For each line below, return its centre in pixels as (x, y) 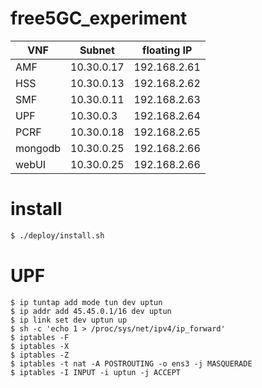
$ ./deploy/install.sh (57, 235)
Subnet (97, 50)
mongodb (38, 148)
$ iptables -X (40, 346)
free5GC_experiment (99, 18)
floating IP (167, 50)
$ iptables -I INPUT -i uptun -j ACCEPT (96, 372)
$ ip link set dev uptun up (69, 320)
